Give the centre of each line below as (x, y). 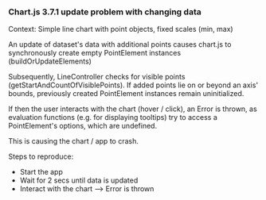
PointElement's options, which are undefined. (83, 126)
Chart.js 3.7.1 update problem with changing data (105, 12)
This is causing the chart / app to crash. (74, 141)
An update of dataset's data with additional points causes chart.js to (120, 44)
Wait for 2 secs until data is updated (79, 180)
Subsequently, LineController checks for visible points (97, 77)
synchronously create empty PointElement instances (95, 53)
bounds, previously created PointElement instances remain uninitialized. (126, 94)
